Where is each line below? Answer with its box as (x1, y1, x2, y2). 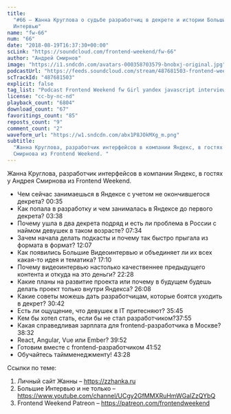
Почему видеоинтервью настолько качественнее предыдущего (16, 262, 206, 271)
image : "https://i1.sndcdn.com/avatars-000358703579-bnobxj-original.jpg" (7, 61, 226, 68)
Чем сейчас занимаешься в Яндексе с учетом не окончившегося (16, 189, 210, 198)
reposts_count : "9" (7, 118, 63, 126)
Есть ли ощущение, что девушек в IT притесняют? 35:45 (16, 306, 184, 314)
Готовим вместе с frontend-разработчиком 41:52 (16, 343, 162, 351)
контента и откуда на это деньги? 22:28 (16, 270, 134, 278)
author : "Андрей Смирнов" (7, 55, 81, 62)
